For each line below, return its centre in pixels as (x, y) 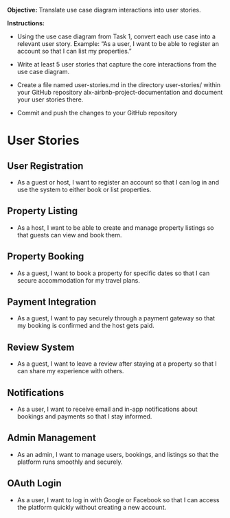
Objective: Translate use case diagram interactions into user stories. (104, 10)
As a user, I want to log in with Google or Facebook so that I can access (118, 499)
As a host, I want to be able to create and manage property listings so (115, 227)
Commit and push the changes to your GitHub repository (97, 113)
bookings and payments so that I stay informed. (84, 416)
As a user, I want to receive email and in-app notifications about (107, 409)
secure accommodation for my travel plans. (79, 280)
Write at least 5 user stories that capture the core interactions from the (117, 64)
